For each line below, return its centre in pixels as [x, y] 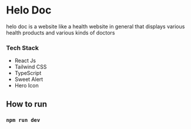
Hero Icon [27, 86]
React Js [25, 61]
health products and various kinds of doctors [61, 32]
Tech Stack [23, 47]
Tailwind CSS [31, 67]
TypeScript [28, 73]
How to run [27, 104]
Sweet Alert [29, 79]
